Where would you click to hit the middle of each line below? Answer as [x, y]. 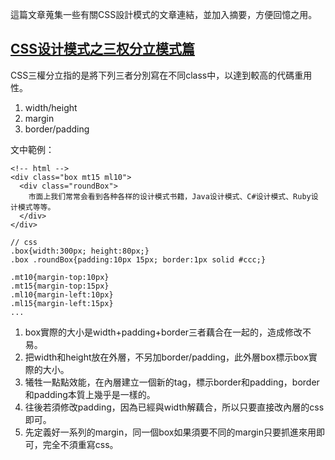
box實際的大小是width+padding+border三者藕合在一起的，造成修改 [163, 332]
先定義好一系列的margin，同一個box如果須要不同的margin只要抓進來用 [170, 432]
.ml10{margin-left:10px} [62, 294]
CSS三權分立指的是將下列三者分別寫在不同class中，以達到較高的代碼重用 [161, 75]
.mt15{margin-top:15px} [60, 286]
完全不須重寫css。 [80, 444]
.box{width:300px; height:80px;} [80, 251]
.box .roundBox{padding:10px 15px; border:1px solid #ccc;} [138, 259]
